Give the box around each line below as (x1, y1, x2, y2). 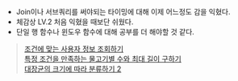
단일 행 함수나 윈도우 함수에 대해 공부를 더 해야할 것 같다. (15, 27, 195, 36)
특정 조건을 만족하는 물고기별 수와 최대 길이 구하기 (23, 55, 182, 63)
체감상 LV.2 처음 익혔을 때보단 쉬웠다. (15, 17, 134, 26)
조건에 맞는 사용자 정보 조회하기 (23, 44, 123, 54)
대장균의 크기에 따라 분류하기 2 (23, 64, 122, 74)
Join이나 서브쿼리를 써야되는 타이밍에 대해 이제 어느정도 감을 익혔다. (15, 7, 232, 16)
